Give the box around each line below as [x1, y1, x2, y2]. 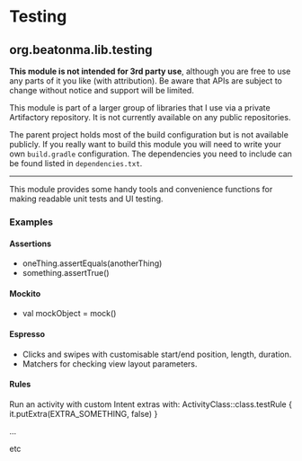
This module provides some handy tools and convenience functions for [9, 184, 273, 194]
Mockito [9, 288, 41, 298]
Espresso [9, 328, 46, 339]
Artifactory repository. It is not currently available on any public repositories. [9, 112, 291, 122]
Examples [9, 216, 54, 228]
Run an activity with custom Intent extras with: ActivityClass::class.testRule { [9, 398, 292, 410]
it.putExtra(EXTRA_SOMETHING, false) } [9, 408, 158, 419]
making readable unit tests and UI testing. [9, 193, 164, 204]
